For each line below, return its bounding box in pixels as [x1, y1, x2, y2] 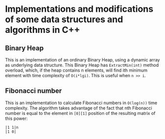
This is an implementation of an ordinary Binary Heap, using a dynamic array [5, 57, 160, 62]
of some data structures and [5, 14, 123, 25]
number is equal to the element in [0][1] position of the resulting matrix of [5, 110, 156, 116]
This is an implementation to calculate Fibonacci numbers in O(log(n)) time [5, 100, 158, 106]
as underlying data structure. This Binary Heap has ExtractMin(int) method [5, 62, 159, 68]
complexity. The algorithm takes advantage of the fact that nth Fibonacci [5, 105, 152, 111]
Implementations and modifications [5, 3, 154, 15]
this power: [5, 115, 28, 121]
